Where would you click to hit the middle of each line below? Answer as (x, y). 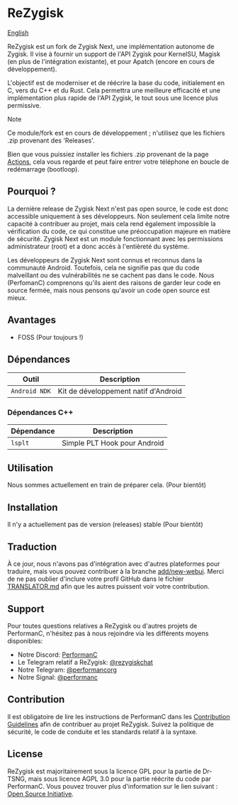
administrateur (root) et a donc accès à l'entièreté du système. (98, 246)
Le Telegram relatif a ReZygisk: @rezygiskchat (85, 662)
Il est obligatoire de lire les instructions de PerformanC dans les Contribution (119, 716)
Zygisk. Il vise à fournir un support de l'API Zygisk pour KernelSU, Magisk (114, 54)
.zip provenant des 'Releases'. (51, 140)
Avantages (32, 320)
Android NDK (31, 391)
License (25, 754)
